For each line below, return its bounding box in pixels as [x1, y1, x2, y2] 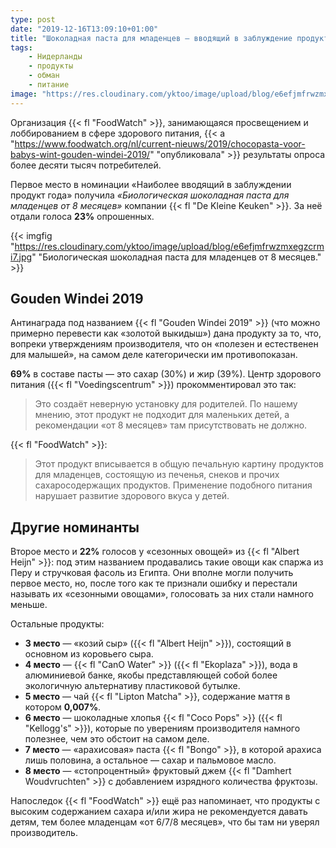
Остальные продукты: [10, 618, 105, 630]
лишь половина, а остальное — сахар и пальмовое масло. [24, 754, 277, 766]
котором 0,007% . [24, 701, 102, 713]
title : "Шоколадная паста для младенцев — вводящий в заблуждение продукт [10, 33, 329, 43]
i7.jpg [10, 251, 33, 263]
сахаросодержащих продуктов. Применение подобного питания [34, 479, 313, 491]
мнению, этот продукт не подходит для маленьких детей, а [34, 409, 290, 421]
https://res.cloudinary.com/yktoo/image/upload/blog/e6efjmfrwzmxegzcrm [14, 240, 325, 252]
